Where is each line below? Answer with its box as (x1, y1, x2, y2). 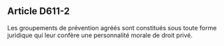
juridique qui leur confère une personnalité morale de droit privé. (7, 31, 193, 39)
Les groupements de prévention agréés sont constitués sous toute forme (7, 23, 217, 32)
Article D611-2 (7, 5, 70, 17)
